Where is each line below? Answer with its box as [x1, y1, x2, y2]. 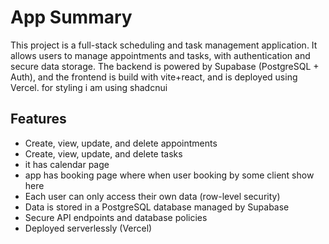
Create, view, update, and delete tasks [24, 147, 183, 160]
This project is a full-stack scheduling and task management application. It [10, 39, 318, 51]
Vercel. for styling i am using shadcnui [10, 81, 168, 93]
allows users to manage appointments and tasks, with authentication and [10, 49, 311, 61]
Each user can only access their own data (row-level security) [24, 190, 281, 202]
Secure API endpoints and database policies [24, 211, 208, 223]
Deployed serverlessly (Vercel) [24, 222, 153, 234]
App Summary [10, 6, 133, 29]
